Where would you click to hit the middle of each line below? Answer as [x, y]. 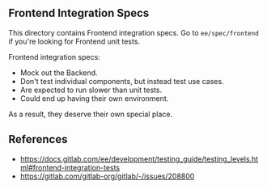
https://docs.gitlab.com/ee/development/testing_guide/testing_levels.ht [139, 159]
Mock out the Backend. [59, 73]
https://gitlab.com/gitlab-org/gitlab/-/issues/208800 [107, 176]
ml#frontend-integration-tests [70, 167]
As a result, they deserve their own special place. [90, 114]
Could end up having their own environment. [94, 98]
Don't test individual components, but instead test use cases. [122, 81]
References [38, 139]
